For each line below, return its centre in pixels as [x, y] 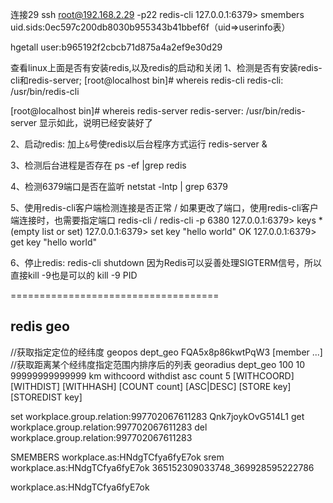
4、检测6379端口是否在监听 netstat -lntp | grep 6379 [119, 186]
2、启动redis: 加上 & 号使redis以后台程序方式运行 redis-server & [139, 144]
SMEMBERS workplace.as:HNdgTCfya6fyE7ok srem [117, 457]
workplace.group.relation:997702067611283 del [109, 427]
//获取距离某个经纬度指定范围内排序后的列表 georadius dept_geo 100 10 [158, 364]
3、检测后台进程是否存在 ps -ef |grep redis [98, 165]
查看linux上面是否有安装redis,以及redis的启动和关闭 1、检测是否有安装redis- [166, 67]
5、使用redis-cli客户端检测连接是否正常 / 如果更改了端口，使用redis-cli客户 [164, 207]
